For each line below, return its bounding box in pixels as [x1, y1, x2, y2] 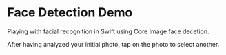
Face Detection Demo [7, 5, 133, 20]
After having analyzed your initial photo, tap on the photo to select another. [7, 40, 220, 48]
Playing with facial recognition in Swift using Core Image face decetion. [7, 27, 209, 35]
